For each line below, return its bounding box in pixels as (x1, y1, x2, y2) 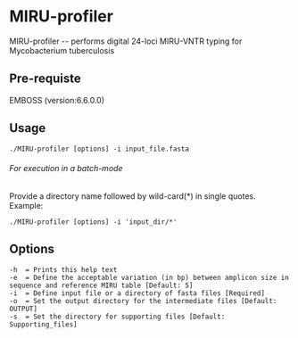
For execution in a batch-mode (9, 163, 123, 174)
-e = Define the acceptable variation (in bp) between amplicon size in (9, 273, 290, 282)
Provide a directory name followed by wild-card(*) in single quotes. (9, 190, 256, 202)
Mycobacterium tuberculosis (9, 45, 115, 55)
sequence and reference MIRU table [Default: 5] (9, 281, 194, 290)
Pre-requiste (9, 71, 82, 87)
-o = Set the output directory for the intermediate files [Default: (9, 296, 277, 305)
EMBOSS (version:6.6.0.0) (9, 95, 105, 105)
